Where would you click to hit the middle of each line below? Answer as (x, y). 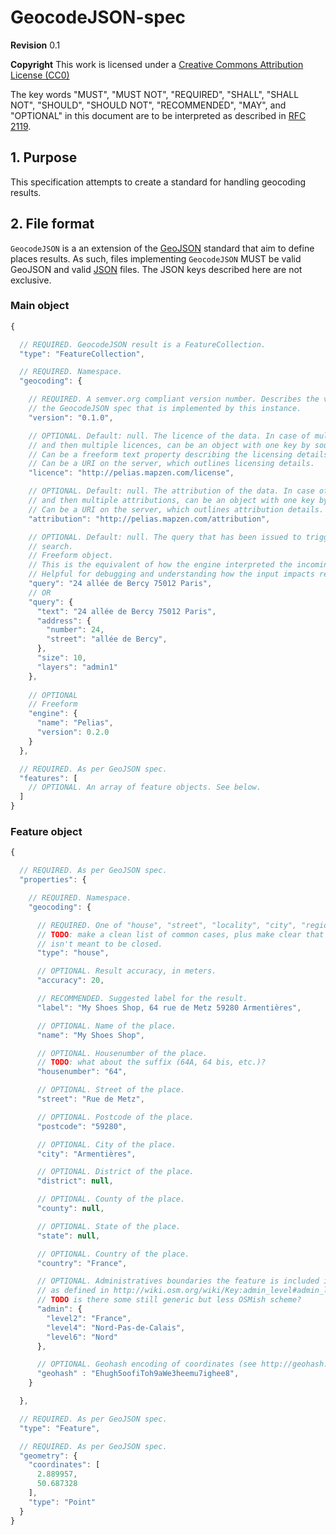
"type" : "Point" (62, 1502)
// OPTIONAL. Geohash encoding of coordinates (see (146, 1364)
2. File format (52, 224)
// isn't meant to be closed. (99, 944)
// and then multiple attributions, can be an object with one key (171, 501)
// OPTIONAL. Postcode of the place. (115, 1117)
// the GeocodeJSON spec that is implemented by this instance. (165, 409)
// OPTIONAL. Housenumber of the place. (122, 1053)
